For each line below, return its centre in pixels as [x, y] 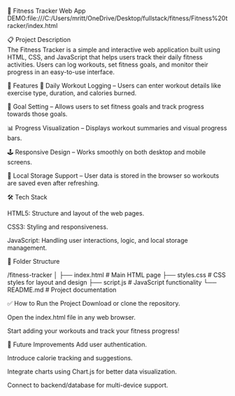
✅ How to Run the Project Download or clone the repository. [94, 303]
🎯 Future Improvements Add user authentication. [77, 344]
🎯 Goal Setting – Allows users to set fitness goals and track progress [106, 106]
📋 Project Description [39, 40]
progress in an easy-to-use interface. [61, 72]
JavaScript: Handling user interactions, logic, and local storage [98, 240]
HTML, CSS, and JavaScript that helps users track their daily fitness [105, 57]
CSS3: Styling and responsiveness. [58, 227]
